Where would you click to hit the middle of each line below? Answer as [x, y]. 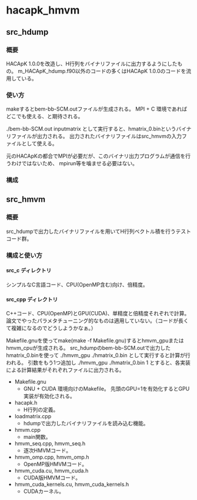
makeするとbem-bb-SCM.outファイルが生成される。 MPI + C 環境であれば [97, 109]
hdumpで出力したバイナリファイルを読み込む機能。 [86, 424]
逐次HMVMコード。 [47, 451]
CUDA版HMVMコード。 [52, 478]
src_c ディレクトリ [29, 271]
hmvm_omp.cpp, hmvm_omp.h [52, 457]
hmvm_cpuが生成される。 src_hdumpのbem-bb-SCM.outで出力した [89, 348]
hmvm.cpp [28, 430]
